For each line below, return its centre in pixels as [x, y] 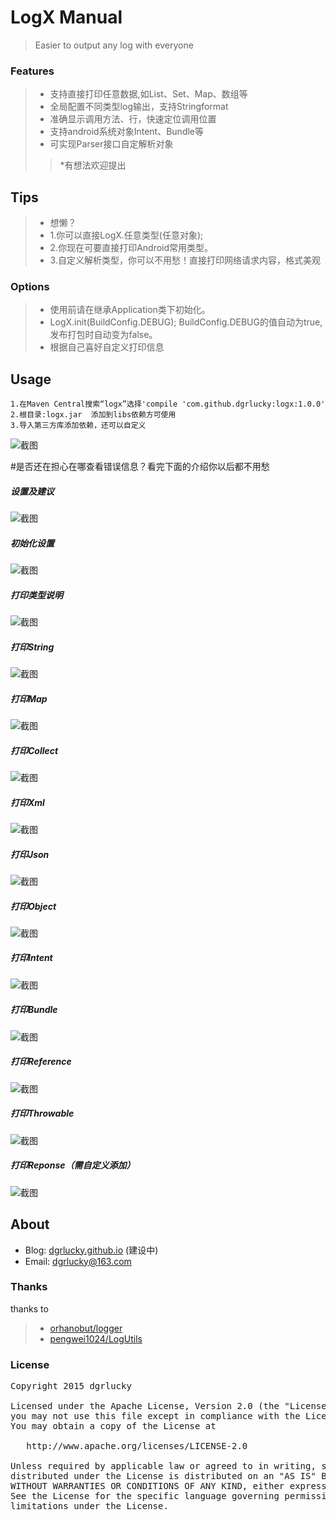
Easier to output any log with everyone [114, 45]
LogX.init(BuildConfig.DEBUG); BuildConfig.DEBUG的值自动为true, [186, 322]
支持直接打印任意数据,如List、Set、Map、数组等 [148, 94]
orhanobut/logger [86, 1328]
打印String [32, 647]
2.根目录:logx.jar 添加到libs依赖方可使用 [93, 415]
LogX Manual [66, 17]
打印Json [30, 854]
